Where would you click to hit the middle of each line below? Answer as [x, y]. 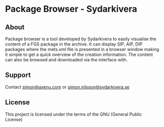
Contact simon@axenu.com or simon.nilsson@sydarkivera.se [67, 87]
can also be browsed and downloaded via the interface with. [66, 60]
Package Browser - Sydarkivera [71, 9]
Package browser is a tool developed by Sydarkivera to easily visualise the [81, 39]
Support [18, 75]
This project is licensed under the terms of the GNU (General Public [74, 114]
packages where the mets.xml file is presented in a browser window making [82, 49]
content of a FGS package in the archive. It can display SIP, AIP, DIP [74, 44]
